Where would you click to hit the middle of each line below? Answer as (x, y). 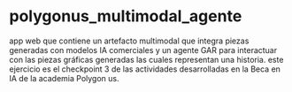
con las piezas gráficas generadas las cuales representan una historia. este (146, 59)
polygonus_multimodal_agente (126, 16)
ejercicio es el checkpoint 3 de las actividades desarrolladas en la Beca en (145, 69)
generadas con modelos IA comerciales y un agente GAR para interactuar (143, 50)
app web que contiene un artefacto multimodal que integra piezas (129, 41)
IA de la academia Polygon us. (64, 78)
